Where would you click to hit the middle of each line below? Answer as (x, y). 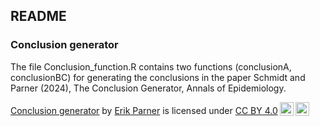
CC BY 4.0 (256, 110)
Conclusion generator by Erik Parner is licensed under (121, 110)
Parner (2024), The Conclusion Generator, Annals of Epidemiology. (148, 88)
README (38, 16)
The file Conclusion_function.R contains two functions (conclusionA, (151, 66)
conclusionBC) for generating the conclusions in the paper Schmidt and (158, 77)
